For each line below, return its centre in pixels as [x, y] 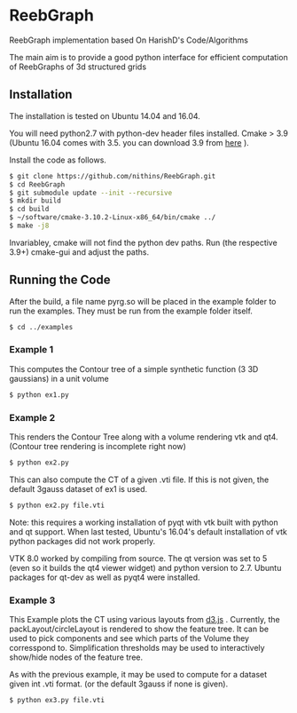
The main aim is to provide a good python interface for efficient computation [148, 57]
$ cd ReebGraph [37, 184]
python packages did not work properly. [82, 541]
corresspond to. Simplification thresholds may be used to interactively [137, 648]
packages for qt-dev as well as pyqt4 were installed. [105, 577]
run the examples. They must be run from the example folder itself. [131, 311]
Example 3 [32, 600]
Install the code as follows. [58, 160]
